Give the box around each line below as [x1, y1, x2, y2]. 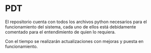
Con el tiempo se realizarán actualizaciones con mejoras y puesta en [5, 38, 144, 44]
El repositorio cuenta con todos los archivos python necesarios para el [5, 19, 147, 25]
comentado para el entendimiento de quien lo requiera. [5, 29, 116, 35]
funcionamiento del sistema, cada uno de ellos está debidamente [5, 24, 136, 29]
